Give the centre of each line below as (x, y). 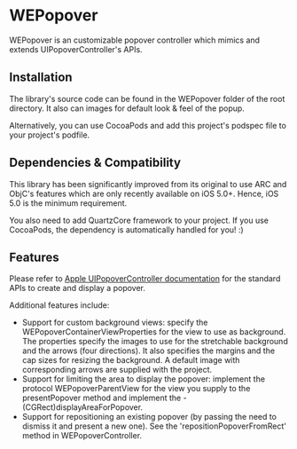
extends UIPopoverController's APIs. (76, 49)
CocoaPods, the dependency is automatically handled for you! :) (126, 229)
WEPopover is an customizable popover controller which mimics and (134, 40)
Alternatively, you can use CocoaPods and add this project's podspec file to (148, 125)
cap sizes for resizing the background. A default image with (131, 360)
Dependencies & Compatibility (95, 163)
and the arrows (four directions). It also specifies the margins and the (148, 351)
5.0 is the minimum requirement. (68, 203)
